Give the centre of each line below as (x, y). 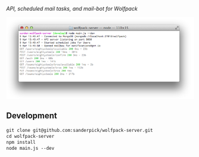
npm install (21, 142)
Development (32, 116)
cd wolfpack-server (30, 136)
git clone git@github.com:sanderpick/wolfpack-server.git (80, 130)
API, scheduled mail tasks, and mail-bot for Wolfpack (72, 9)
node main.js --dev (30, 148)
